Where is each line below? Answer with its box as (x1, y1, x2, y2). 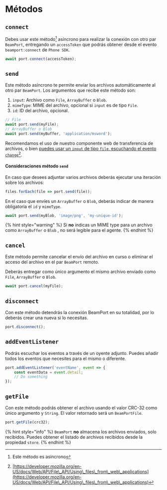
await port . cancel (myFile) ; (5, 284, 64, 289)
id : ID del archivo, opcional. (12, 108, 69, 114)
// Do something (14, 374, 48, 379)
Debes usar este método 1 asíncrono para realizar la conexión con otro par (5, 35, 157, 42)
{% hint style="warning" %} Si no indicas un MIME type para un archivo (5, 222, 153, 228)
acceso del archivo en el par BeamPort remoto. (5, 259, 99, 265)
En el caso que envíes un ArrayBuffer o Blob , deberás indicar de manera (5, 198, 154, 204)
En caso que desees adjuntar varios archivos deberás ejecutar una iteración (5, 174, 161, 180)
